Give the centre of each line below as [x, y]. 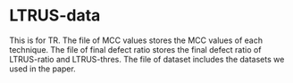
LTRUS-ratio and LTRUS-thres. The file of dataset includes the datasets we [147, 59]
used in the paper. [42, 69]
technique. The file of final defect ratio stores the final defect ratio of [135, 49]
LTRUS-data [55, 16]
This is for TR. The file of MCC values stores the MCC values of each [136, 40]
